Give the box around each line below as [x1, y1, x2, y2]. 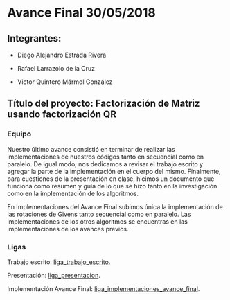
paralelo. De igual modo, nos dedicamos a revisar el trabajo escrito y [7, 159, 203, 168]
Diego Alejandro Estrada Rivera [17, 51, 107, 59]
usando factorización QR [7, 109, 116, 121]
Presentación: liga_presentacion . [7, 271, 100, 279]
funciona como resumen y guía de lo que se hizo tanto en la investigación [7, 182, 218, 190]
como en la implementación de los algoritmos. [7, 189, 139, 197]
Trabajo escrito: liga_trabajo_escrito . [7, 258, 111, 266]
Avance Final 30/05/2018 [7, 5, 156, 21]
